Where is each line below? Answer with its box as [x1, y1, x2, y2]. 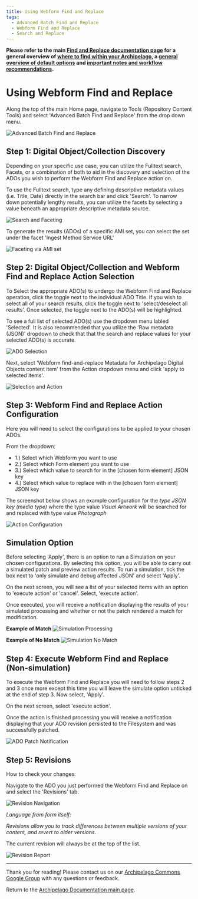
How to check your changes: [6, 770, 76, 778]
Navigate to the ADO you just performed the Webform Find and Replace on [6, 782, 188, 789]
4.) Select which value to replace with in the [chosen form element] [14, 479, 178, 486]
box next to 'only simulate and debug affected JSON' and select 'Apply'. [6, 572, 181, 579]
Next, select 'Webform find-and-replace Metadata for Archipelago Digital [6, 359, 184, 366]
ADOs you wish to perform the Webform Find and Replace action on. [6, 174, 173, 181]
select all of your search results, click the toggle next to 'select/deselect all [6, 300, 188, 307]
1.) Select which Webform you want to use [14, 454, 117, 461]
